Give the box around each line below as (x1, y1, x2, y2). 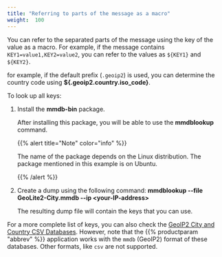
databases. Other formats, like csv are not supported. (7, 242, 158, 250)
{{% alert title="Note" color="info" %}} (16, 138, 127, 147)
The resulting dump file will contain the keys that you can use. (16, 207, 193, 215)
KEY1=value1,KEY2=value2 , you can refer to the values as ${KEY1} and (7, 50, 201, 59)
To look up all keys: (7, 91, 62, 100)
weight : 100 (7, 17, 45, 23)
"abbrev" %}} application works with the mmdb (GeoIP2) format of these (7, 235, 208, 243)
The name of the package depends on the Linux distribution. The (16, 152, 201, 161)
